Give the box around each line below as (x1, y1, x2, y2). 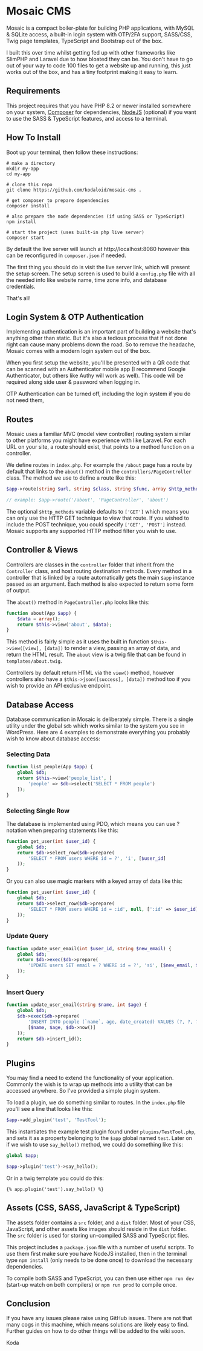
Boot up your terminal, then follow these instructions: (6, 149, 138, 156)
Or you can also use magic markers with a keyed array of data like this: (6, 877, 183, 885)
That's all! (6, 294, 31, 301)
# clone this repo (6, 181, 53, 187)
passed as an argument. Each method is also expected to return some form (6, 580, 194, 588)
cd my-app (6, 171, 31, 177)
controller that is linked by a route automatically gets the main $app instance (6, 574, 195, 581)
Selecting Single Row (6, 806, 70, 815)
